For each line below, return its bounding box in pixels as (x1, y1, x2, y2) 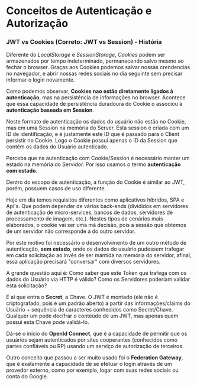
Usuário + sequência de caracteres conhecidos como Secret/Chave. (6, 306, 173, 313)
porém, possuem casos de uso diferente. (6, 185, 106, 192)
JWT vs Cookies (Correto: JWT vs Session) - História (6, 38, 162, 46)
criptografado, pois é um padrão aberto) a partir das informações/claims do (6, 300, 190, 307)
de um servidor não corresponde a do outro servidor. (6, 228, 136, 235)
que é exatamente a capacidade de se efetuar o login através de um (6, 361, 173, 368)
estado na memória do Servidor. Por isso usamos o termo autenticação (6, 161, 181, 168)
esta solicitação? (6, 282, 47, 289)
